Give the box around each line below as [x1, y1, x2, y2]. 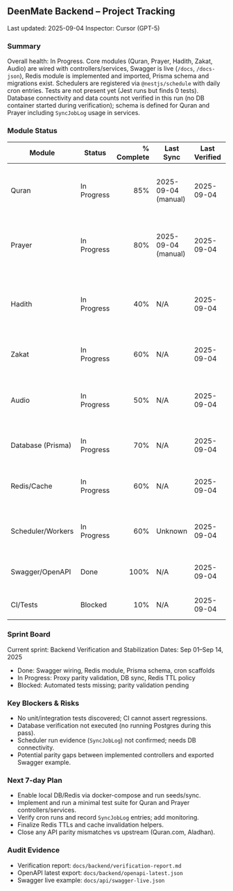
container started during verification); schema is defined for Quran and [7, 101, 210, 110]
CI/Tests [10, 600, 38, 609]
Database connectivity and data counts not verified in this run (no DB [7, 94, 205, 103]
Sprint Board [7, 630, 51, 639]
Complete [116, 153, 150, 162]
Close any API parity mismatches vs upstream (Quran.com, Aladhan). [17, 828, 216, 836]
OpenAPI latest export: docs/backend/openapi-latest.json [17, 868, 184, 876]
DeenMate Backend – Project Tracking [7, 6, 175, 17]
